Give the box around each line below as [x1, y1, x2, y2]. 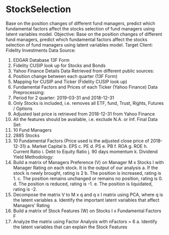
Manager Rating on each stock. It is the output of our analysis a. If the [13, 165, 158, 171]
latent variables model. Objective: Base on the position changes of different [6, 31, 162, 37]
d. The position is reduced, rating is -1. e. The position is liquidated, [13, 181, 153, 187]
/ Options [13, 105, 33, 111]
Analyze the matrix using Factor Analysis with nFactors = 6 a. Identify [13, 218, 158, 224]
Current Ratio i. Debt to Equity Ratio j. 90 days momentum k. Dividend [13, 148, 158, 154]
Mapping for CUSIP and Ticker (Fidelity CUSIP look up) [13, 79, 128, 85]
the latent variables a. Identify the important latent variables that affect [13, 197, 159, 203]
